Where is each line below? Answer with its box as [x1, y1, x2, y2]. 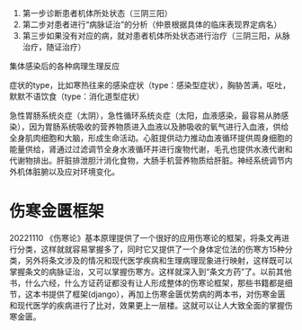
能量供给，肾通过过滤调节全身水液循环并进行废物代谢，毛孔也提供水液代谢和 [9, 144, 293, 155]
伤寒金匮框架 [9, 201, 105, 222]
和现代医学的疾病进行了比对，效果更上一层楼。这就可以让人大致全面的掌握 [9, 299, 285, 310]
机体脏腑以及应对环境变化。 [16, 166, 120, 177]
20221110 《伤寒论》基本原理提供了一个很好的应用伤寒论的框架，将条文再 [9, 232, 282, 243]
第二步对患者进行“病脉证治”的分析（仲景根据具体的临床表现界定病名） [22, 19, 282, 30]
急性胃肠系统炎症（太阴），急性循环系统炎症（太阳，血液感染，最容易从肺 [9, 111, 281, 120]
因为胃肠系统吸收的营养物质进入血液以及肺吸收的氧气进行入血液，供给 [28, 121, 289, 132]
